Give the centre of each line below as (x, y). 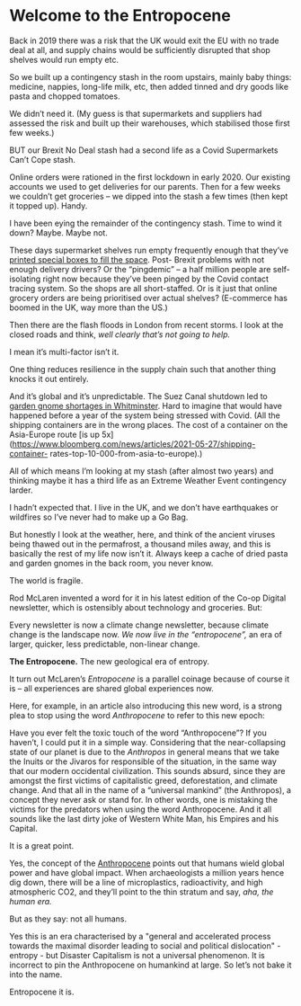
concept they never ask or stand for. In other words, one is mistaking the (144, 799)
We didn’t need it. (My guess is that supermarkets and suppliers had (136, 113)
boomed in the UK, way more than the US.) (89, 307)
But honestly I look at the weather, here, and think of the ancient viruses (142, 534)
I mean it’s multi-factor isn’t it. (64, 352)
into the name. (36, 974)
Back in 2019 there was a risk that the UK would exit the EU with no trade (144, 40)
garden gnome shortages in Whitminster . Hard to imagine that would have (146, 405)
